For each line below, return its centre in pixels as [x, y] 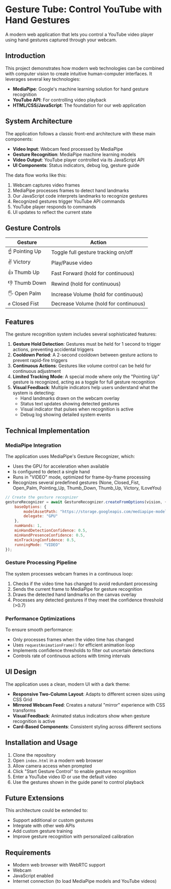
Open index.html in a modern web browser [58, 760]
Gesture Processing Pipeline [41, 563]
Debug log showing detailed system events [65, 415]
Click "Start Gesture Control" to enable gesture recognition [74, 771]
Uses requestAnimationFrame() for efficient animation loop [74, 645]
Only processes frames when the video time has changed [73, 639]
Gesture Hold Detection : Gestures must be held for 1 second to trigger [87, 344]
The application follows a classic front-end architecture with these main [80, 133]
